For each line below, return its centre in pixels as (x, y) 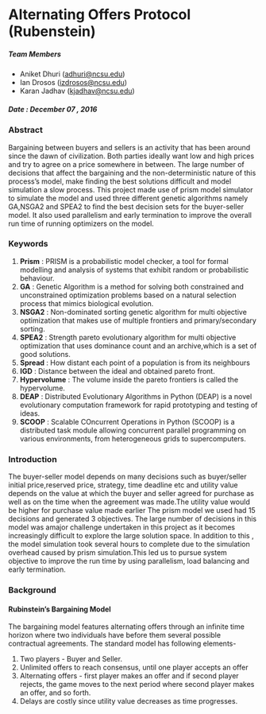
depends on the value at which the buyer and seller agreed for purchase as (131, 494)
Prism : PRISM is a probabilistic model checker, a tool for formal (124, 261)
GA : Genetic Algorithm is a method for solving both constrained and (132, 286)
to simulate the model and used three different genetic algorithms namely (128, 198)
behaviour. (37, 278)
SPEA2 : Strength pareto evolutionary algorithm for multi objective (128, 337)
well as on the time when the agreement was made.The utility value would (129, 502)
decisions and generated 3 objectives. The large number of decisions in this (132, 519)
